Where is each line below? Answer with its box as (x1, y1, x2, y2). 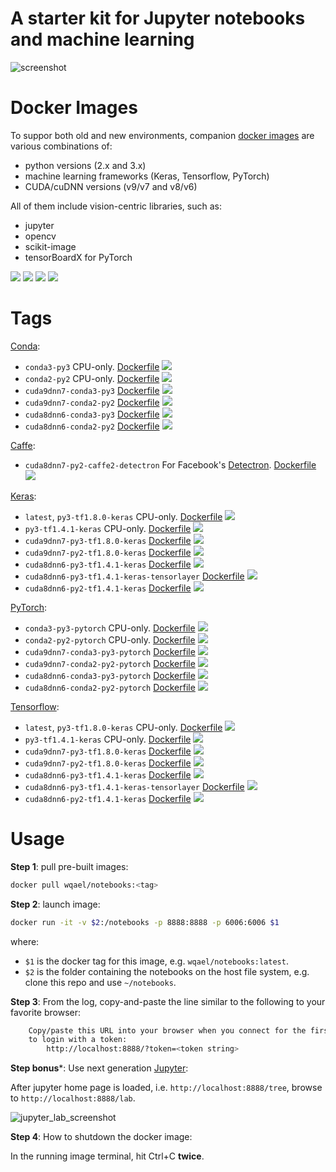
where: (10, 935, 40, 947)
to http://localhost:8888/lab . (10, 1092, 136, 1104)
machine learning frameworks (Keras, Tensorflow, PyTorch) (24, 170, 270, 182)
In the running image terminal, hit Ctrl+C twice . (10, 1150, 205, 1162)
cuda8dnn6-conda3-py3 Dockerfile (24, 408, 160, 420)
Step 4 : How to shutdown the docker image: (10, 1131, 193, 1143)
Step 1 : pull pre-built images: (10, 860, 129, 872)
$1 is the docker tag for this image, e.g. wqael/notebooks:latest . (24, 955, 289, 967)
